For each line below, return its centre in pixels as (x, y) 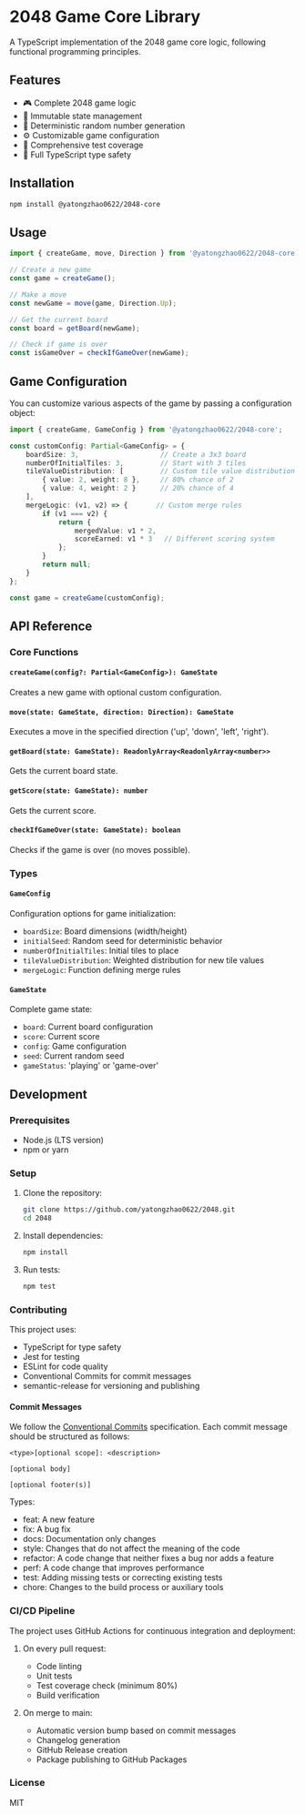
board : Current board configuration (87, 1027)
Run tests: (41, 1269)
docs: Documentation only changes (89, 1539)
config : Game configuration (75, 1046)
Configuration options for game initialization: (93, 914)
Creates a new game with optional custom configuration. (116, 693)
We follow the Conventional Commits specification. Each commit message (149, 1427)
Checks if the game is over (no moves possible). (100, 849)
